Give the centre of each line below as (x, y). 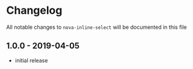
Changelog (34, 10)
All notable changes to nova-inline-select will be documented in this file (97, 27)
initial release (31, 60)
